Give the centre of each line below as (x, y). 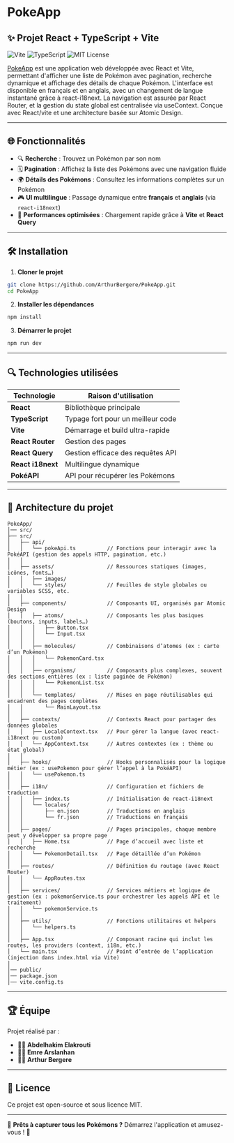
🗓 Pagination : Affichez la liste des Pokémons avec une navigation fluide (122, 169)
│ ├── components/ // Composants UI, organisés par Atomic (117, 603)
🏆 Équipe (29, 1011)
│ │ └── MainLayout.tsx (54, 707)
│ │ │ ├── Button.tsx (48, 628)
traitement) (24, 902)
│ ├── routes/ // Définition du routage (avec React (113, 866)
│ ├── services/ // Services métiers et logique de (109, 890)
